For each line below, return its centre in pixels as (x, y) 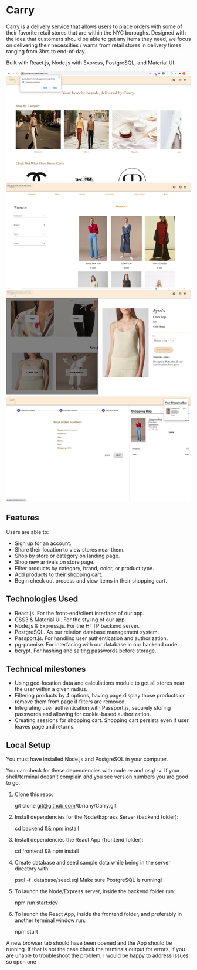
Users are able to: (28, 532)
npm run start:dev (36, 903)
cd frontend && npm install (47, 851)
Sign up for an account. (43, 543)
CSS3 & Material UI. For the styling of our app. (70, 620)
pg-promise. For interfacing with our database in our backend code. (96, 644)
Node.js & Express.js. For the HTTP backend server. (77, 625)
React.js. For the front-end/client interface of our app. (79, 613)
